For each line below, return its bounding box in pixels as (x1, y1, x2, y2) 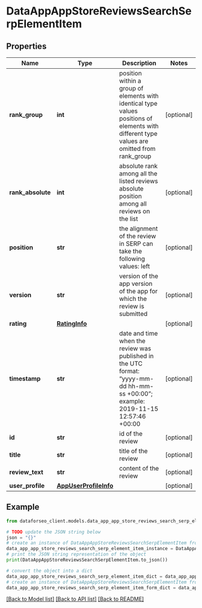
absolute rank (119, 162, 158, 170)
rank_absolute (9, 188, 51, 197)
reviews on (119, 207, 150, 215)
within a (119, 77, 141, 85)
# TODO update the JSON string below (6, 529, 101, 535)
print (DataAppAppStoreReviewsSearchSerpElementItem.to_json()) (6, 557, 168, 563)
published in (119, 352, 154, 360)
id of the (119, 429, 143, 438)
